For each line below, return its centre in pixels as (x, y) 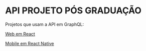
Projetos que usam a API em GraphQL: (45, 24)
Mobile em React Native (30, 43)
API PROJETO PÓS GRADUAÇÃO (73, 11)
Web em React (20, 34)
